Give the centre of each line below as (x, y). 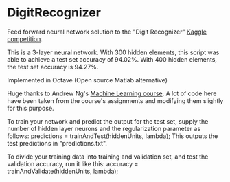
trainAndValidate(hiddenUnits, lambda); (63, 171)
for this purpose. (31, 108)
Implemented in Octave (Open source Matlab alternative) (88, 80)
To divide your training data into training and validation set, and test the (108, 157)
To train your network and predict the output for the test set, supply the (108, 121)
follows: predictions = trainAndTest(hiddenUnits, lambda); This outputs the (113, 136)
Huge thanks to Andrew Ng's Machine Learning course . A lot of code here (112, 93)
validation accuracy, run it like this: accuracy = (73, 163)
